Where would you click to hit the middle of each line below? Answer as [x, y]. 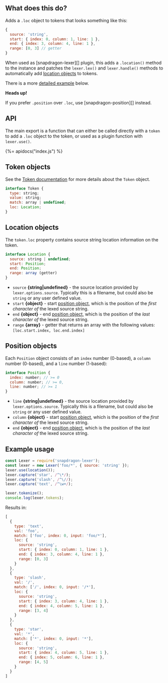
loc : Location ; [26, 207]
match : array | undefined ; [38, 203]
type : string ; [24, 193]
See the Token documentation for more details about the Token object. [78, 179]
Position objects [31, 346]
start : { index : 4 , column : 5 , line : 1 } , [64, 653]
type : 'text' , [29, 526]
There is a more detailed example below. [47, 83]
